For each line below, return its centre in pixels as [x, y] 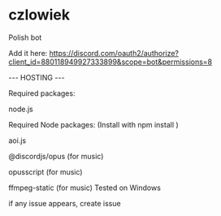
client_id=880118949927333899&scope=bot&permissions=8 [110, 62]
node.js [21, 109]
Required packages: [42, 93]
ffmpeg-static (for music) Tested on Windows [84, 188]
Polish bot [25, 37]
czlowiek [39, 15]
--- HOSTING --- [37, 77]
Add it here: [28, 53]
